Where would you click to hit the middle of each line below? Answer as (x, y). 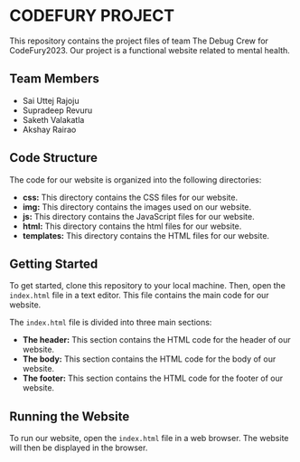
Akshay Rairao (49, 129)
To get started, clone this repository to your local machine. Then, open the (148, 286)
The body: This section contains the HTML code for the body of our (149, 359)
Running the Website (70, 416)
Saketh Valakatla (53, 119)
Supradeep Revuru (57, 110)
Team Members (54, 79)
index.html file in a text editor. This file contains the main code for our (139, 296)
